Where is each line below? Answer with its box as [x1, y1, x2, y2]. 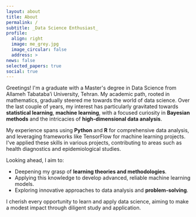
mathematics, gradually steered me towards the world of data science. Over [6, 97, 190, 104]
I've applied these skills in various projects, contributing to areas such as [6, 139, 182, 146]
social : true [6, 68, 38, 74]
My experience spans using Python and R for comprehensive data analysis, [6, 127, 190, 134]
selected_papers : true [6, 63, 62, 69]
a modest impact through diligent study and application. [6, 204, 141, 211]
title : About [6, 14, 38, 20]
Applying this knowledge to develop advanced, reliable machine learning [14, 174, 191, 181]
